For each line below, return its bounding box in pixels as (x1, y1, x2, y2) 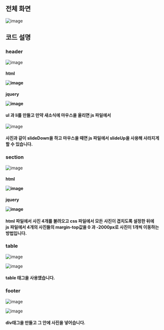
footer (5, 288, 21, 294)
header (5, 48, 23, 55)
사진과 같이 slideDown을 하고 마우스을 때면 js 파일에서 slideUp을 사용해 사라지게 (5, 135, 160, 141)
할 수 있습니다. (5, 141, 33, 147)
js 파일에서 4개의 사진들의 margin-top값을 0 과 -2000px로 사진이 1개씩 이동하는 (5, 224, 159, 230)
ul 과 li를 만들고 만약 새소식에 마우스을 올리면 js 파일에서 (5, 112, 111, 118)
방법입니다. (5, 230, 27, 236)
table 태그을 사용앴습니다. (5, 275, 55, 281)
